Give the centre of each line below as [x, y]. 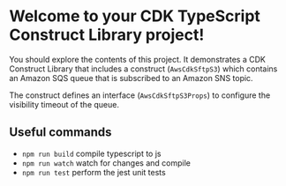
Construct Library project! [107, 35]
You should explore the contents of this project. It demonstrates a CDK [138, 59]
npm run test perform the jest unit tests [94, 172]
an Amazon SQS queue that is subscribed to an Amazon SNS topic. [131, 78]
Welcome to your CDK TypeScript [135, 16]
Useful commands [60, 133]
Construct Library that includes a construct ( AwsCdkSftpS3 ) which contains [143, 69]
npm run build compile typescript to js [91, 153]
